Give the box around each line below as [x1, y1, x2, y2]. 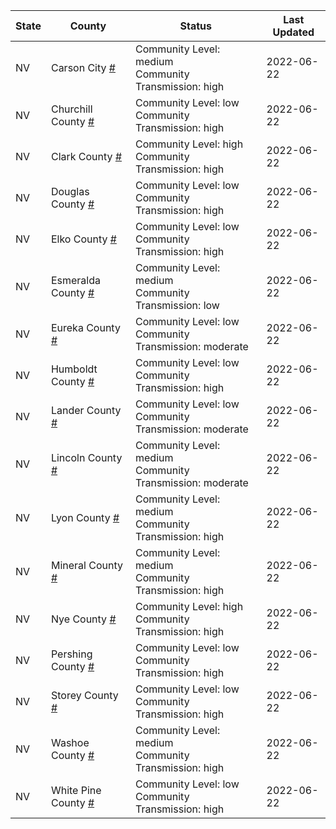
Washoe [50, 736, 90, 749]
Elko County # [50, 232, 117, 246]
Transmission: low [135, 299, 220, 312]
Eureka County [50, 321, 121, 334]
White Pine [50, 784, 102, 797]
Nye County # [50, 612, 117, 626]
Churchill [50, 102, 93, 116]
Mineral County [50, 559, 123, 572]
